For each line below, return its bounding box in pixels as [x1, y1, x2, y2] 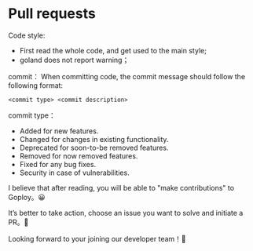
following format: [8, 80, 64, 90]
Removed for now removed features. [19, 151, 138, 161]
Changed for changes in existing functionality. [19, 134, 169, 144]
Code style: [8, 31, 46, 40]
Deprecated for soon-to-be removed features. [19, 143, 169, 152]
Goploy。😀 [8, 192, 46, 202]
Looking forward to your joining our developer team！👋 [8, 234, 186, 243]
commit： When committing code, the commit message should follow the [8, 71, 246, 81]
